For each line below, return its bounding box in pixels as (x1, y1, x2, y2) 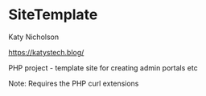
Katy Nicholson (8, 32, 59, 42)
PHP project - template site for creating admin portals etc (8, 62, 199, 73)
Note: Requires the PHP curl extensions (8, 78, 139, 88)
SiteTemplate (8, 6, 98, 24)
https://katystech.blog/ (8, 47, 84, 57)
